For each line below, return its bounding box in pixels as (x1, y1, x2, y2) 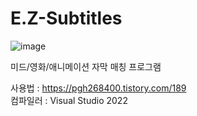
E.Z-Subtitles (10, 7, 123, 30)
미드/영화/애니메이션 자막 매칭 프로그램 (10, 60, 162, 72)
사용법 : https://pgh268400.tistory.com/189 (10, 82, 187, 94)
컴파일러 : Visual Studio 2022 (10, 94, 128, 106)
